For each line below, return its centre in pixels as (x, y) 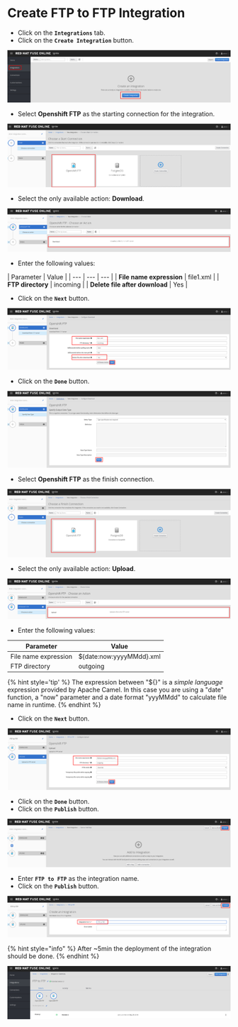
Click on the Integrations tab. (61, 33)
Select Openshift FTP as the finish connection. (86, 479)
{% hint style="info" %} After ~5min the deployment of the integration (109, 949)
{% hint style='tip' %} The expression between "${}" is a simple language (115, 682)
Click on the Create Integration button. (76, 40)
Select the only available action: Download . (81, 198)
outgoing (91, 666)
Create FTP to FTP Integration (96, 13)
